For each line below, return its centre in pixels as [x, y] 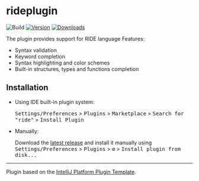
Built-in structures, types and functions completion [77, 69]
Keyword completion [40, 56]
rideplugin [32, 11]
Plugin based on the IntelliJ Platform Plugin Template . [71, 172]
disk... [26, 155]
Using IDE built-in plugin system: [54, 102]
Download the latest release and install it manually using [83, 143]
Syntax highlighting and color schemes [62, 63]
